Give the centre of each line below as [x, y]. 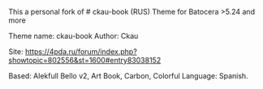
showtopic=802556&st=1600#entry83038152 [85, 60]
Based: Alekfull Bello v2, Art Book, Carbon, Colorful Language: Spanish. [129, 76]
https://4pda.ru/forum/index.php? [81, 51]
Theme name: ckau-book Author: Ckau [73, 36]
